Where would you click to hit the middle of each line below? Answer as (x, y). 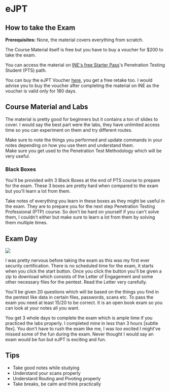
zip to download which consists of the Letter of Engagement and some (79, 276)
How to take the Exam (40, 28)
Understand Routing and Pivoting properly (57, 378)
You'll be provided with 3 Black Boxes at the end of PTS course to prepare (83, 180)
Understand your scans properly (47, 373)
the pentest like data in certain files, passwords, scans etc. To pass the (79, 297)
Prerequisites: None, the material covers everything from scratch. (74, 40)
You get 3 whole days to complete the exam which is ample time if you (79, 318)
